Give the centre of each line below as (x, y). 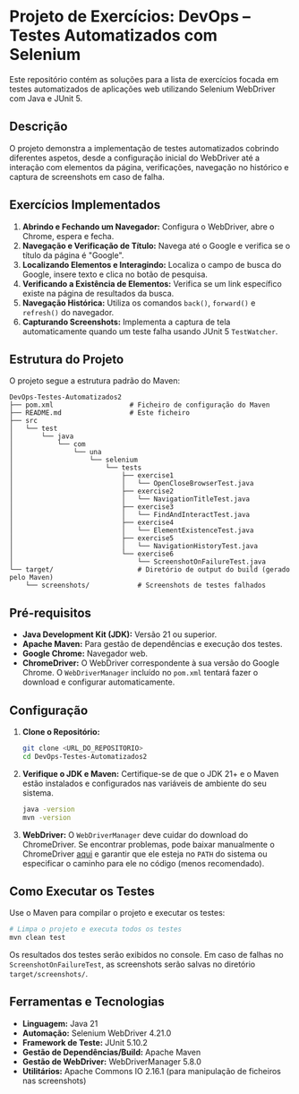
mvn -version (47, 817)
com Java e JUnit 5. (46, 98)
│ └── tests (76, 468)
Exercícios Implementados (85, 205)
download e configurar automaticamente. (98, 682)
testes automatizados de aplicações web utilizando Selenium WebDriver (142, 89)
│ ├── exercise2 (92, 491)
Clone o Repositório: (61, 732)
